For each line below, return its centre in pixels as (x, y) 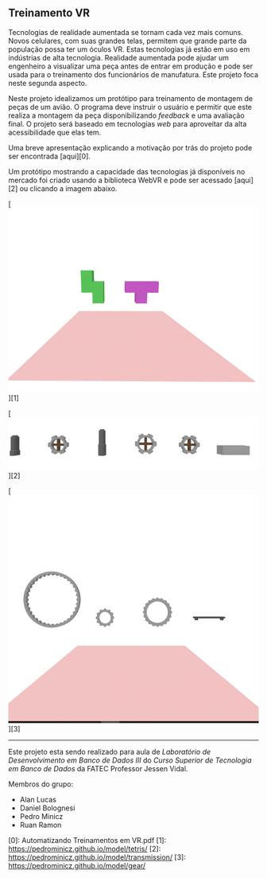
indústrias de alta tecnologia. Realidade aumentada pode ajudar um (118, 57)
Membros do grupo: (41, 784)
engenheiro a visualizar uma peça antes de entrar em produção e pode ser (131, 66)
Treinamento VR (49, 13)
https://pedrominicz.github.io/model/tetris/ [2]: (85, 849)
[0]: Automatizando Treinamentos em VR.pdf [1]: (87, 841)
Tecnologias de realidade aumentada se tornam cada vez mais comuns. (126, 32)
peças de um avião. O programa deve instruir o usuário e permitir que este (130, 107)
